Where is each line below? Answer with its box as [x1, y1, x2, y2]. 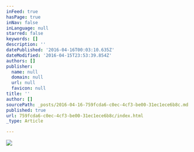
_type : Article [6, 118, 44, 124]
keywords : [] [6, 36, 38, 42]
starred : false [6, 31, 44, 37]
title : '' [6, 91, 31, 97]
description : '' [6, 42, 46, 48]
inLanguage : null [6, 25, 49, 31]
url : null [11, 80, 35, 86]
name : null [11, 69, 38, 75]
